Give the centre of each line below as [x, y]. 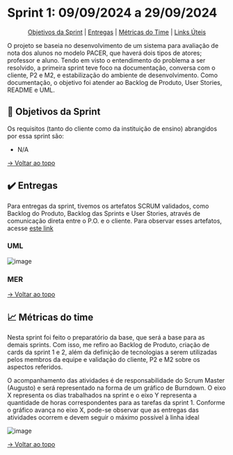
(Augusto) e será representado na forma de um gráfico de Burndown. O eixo [116, 388]
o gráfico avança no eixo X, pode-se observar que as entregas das [103, 410]
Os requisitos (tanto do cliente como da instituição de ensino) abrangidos [112, 128]
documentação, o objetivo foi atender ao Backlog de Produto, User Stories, [115, 82]
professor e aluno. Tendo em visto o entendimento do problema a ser [106, 60]
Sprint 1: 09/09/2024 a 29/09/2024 [112, 13]
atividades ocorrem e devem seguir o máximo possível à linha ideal [103, 417]
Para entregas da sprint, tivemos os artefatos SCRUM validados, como [108, 206]
